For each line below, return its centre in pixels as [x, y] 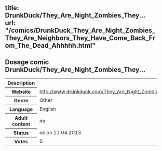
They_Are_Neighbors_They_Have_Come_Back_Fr [80, 38]
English [48, 109]
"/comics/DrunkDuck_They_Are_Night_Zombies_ [80, 31]
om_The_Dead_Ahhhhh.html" [50, 46]
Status [21, 133]
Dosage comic [27, 62]
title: [12, 8]
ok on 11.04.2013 [60, 133]
